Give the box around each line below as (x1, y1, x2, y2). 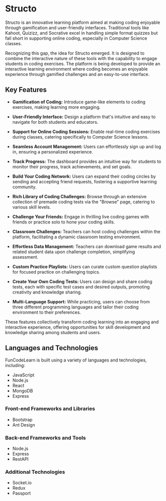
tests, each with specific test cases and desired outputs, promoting (12, 284, 150, 289)
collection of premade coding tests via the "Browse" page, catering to (12, 199, 155, 205)
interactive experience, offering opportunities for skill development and (5, 324, 150, 330)
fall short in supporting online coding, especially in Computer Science (5, 35, 147, 41)
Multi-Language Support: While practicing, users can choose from (12, 298, 150, 304)
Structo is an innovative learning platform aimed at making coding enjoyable (5, 19, 160, 25)
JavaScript (12, 372, 35, 378)
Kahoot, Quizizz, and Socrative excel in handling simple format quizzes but (5, 30, 158, 36)
